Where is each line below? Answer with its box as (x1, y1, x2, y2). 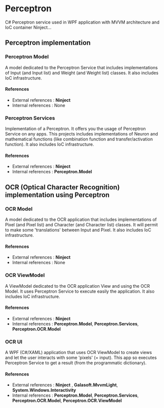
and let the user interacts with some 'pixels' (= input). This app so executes (5, 354, 157, 361)
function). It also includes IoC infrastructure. (5, 141, 94, 147)
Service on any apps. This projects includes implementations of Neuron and (5, 131, 158, 137)
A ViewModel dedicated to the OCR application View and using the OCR (5, 283, 150, 289)
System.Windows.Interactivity (12, 387, 76, 393)
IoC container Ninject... (5, 24, 51, 30)
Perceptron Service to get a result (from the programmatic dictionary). (5, 360, 147, 366)
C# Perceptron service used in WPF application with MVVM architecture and (5, 19, 160, 25)
